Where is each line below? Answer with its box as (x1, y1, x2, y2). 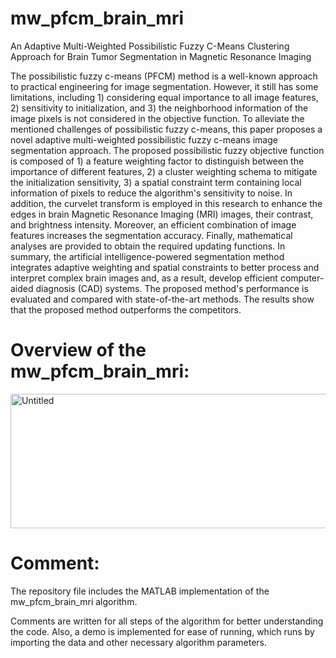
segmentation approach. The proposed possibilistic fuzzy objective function (10, 144, 325, 156)
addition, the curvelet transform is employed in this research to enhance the (10, 197, 323, 209)
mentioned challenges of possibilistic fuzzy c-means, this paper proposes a (10, 123, 323, 135)
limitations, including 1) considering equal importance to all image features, (10, 91, 319, 103)
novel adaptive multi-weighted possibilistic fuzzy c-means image (10, 133, 278, 146)
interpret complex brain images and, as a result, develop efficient (10, 272, 278, 284)
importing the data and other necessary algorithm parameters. (10, 636, 268, 648)
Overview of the (10, 339, 147, 362)
